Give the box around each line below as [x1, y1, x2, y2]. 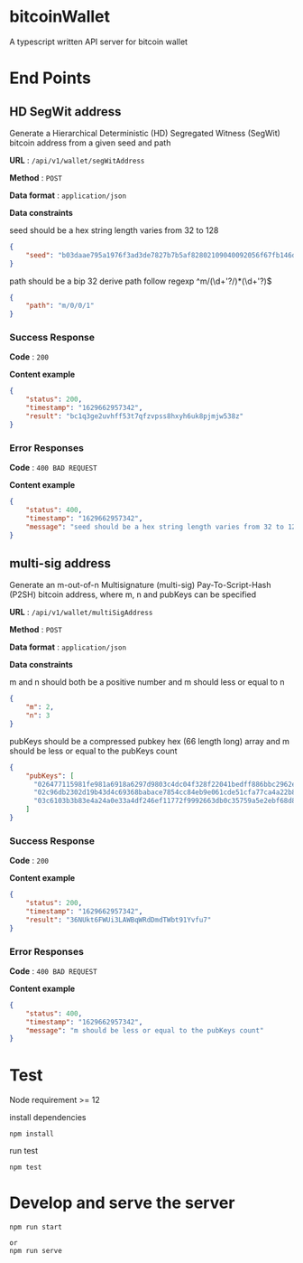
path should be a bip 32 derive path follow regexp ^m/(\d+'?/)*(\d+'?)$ [9, 276, 272, 286]
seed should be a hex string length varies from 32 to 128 [9, 224, 219, 236]
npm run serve [9, 1247, 63, 1256]
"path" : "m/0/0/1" [25, 301, 95, 311]
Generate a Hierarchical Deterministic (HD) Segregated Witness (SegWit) [9, 127, 281, 138]
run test [9, 1146, 39, 1156]
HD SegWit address [9, 104, 122, 119]
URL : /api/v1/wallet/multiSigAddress [9, 607, 153, 618]
